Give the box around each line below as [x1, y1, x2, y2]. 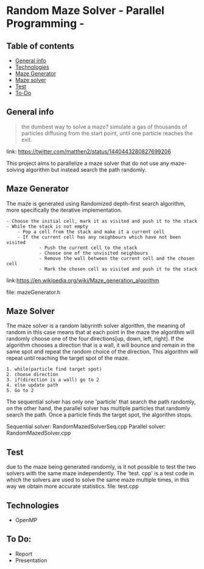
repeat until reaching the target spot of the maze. [6, 354, 130, 362]
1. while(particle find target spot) [6, 366, 102, 372]
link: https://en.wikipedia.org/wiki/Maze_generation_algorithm [6, 276, 160, 284]
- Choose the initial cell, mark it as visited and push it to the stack [6, 218, 198, 224]
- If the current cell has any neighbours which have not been [17, 234, 181, 240]
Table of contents [6, 41, 74, 51]
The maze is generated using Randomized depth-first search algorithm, [6, 200, 186, 207]
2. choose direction [6, 372, 59, 378]
